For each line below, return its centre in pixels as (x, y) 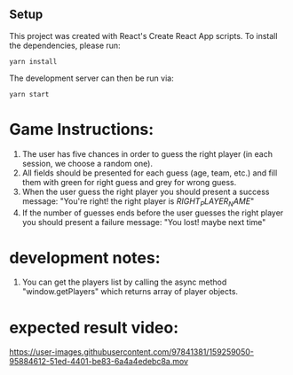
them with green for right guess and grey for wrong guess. (129, 182)
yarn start (29, 94)
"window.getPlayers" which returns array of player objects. (130, 292)
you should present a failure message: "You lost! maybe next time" (144, 222)
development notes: (85, 258)
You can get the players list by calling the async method (124, 282)
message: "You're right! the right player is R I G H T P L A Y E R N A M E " (138, 202)
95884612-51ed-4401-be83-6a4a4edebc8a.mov (99, 362)
